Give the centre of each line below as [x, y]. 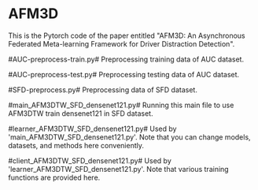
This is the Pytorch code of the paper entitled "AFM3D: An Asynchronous [127, 35]
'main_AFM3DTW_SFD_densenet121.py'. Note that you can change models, [129, 137]
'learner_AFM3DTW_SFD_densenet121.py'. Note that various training [119, 169]
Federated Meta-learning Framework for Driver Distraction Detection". [122, 43]
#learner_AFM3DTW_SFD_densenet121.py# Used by [92, 129]
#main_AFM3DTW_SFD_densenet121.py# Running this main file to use [121, 105]
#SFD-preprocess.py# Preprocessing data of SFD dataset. [103, 89]
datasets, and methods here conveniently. [76, 145]
